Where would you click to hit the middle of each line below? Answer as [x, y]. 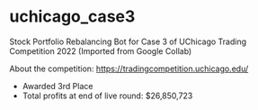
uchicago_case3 [72, 17]
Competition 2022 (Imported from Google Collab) [101, 50]
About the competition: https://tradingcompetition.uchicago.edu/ [129, 69]
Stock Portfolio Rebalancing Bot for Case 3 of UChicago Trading [128, 41]
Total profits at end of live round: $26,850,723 [107, 96]
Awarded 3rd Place [58, 86]
